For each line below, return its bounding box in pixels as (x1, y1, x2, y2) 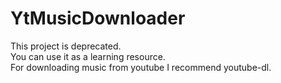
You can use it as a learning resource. (10, 50, 166, 62)
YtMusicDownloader (10, 7, 186, 30)
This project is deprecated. (10, 40, 122, 52)
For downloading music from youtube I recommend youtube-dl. (10, 61, 272, 73)
